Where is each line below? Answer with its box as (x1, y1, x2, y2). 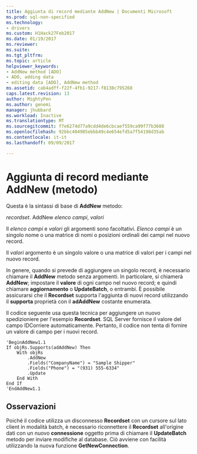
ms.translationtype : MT (6, 118, 65, 124)
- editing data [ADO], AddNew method (6, 80, 99, 86)
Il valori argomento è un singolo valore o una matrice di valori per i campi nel (6, 249, 192, 256)
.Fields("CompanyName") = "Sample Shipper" (27, 360, 135, 366)
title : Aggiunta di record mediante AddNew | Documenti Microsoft (6, 8, 172, 15)
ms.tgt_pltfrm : (6, 52, 44, 58)
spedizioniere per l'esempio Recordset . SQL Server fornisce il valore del (6, 315, 182, 322)
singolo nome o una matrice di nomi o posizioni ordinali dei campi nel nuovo (6, 231, 190, 238)
